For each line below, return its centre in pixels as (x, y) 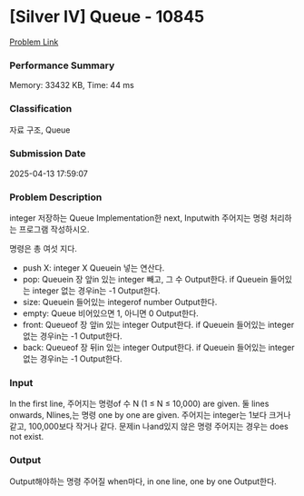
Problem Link (34, 42)
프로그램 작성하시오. (54, 230)
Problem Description (56, 197)
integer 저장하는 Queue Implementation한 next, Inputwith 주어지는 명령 (139, 218)
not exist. (27, 437)
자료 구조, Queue (40, 130)
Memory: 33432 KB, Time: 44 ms (72, 85)
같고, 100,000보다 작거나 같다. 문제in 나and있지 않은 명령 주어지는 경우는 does (149, 427)
